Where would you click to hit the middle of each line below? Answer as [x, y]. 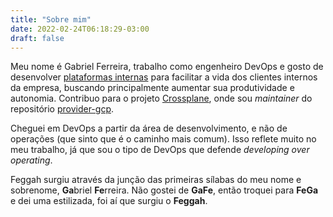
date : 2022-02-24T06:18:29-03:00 [80, 29]
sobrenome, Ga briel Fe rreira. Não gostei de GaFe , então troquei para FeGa [164, 190]
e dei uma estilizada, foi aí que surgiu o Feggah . [109, 201]
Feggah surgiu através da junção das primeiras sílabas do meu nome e [156, 180]
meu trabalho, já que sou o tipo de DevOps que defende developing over [160, 150]
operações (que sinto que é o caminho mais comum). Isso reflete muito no [163, 139]
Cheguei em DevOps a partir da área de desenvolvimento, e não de [149, 128]
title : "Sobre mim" [51, 19]
